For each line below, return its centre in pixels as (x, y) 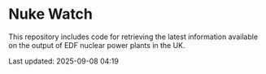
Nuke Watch (51, 14)
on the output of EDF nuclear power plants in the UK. (97, 45)
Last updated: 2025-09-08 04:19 (64, 61)
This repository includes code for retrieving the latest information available (133, 37)
